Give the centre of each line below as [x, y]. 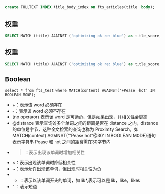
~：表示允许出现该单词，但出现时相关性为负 [57, 169]
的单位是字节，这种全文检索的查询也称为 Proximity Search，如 [75, 129]
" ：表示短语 [25, 187]
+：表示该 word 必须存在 [37, 105]
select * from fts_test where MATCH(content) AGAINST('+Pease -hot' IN [80, 91]
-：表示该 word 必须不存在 [39, 111]
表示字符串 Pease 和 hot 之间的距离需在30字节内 [61, 142]
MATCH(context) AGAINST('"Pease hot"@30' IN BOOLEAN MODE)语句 [84, 136]
